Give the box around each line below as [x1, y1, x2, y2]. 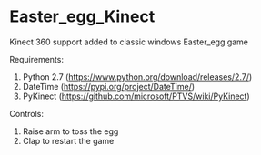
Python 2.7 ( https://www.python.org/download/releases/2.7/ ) [22, 71, 253, 82]
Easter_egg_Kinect [9, 6, 156, 27]
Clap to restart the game [22, 135, 115, 146]
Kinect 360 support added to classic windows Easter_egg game [9, 36, 248, 47]
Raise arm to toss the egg [22, 125, 119, 137]
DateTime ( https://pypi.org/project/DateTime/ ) [22, 81, 196, 92]
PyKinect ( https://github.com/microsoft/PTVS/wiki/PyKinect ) [22, 91, 250, 102]
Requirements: [9, 53, 64, 64]
